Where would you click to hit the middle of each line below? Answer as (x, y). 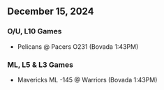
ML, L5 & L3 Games (40, 64)
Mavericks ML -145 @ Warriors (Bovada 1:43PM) (87, 80)
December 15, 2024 (51, 12)
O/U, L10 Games (35, 31)
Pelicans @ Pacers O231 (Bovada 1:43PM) (78, 46)
